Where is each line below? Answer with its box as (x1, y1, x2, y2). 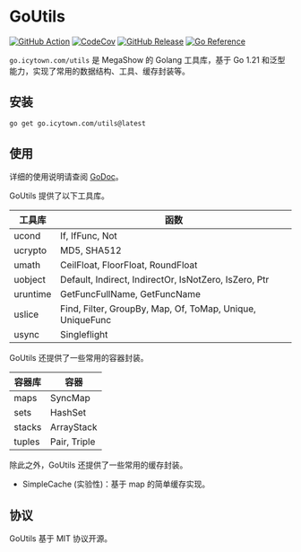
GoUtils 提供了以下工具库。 (9, 190, 109, 201)
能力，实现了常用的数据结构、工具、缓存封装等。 (9, 66, 190, 76)
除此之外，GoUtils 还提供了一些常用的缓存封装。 (9, 460, 188, 470)
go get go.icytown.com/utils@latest (9, 118, 146, 127)
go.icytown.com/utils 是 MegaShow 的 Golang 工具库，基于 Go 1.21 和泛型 (9, 54, 286, 65)
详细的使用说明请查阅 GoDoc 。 (9, 171, 124, 182)
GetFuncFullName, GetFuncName (59, 288, 202, 301)
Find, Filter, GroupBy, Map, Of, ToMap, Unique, (59, 302, 257, 315)
